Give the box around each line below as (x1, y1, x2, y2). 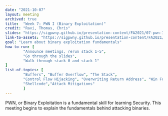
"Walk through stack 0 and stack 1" (23, 58, 99, 63)
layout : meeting (5, 12, 39, 17)
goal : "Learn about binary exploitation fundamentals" (5, 40, 122, 45)
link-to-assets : (5, 35, 39, 40)
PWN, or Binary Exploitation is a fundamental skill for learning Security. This (5, 100, 161, 106)
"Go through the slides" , (23, 53, 77, 59)
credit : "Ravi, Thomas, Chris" (5, 26, 70, 31)
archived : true (5, 16, 37, 21)
